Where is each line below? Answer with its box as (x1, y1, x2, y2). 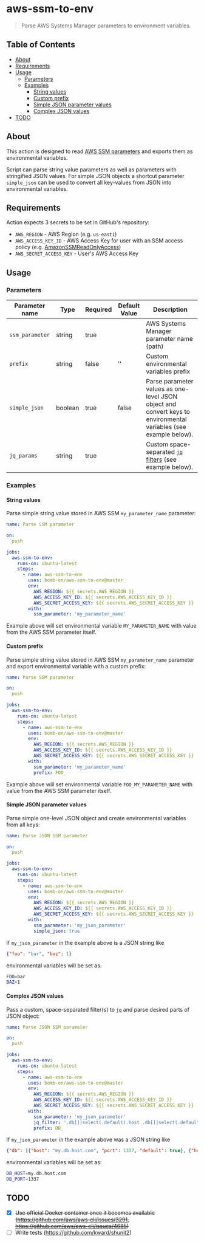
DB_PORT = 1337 (6, 1176, 39, 1182)
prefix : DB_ (33, 1125, 64, 1131)
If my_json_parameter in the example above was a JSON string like (6, 1136, 171, 1144)
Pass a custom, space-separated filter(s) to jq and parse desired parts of (6, 1006, 190, 1013)
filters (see (145, 455, 177, 464)
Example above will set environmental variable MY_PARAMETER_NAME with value (6, 622, 197, 630)
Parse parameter (145, 377, 194, 386)
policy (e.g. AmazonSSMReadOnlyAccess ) (15, 244, 121, 251)
